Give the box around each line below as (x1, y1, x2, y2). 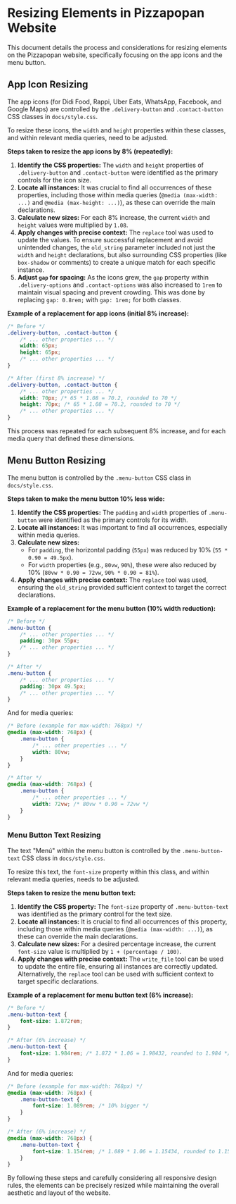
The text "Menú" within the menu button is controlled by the (7, 846, 181, 855)
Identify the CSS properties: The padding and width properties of (17, 508, 207, 516)
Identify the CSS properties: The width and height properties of (17, 161, 204, 169)
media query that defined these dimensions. (7, 435, 136, 442)
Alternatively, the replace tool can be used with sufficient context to (17, 969, 214, 978)
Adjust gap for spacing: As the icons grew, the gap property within (17, 273, 209, 281)
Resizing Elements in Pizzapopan (7, 5, 205, 21)
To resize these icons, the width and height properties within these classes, (7, 125, 226, 135)
